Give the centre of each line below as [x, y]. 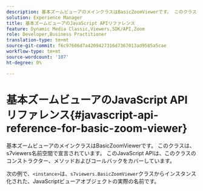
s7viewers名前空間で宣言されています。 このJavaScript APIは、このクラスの [101, 153]
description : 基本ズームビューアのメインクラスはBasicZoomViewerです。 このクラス [101, 12]
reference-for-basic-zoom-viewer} [97, 128]
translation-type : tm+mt [38, 40]
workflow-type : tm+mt [34, 52]
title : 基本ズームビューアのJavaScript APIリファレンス [71, 23]
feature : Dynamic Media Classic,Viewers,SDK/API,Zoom [76, 29]
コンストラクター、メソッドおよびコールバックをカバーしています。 [91, 161]
